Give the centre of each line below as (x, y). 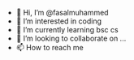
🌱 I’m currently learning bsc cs (67, 30)
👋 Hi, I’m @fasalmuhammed (62, 13)
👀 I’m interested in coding (59, 21)
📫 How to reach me (50, 47)
